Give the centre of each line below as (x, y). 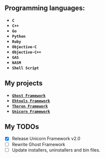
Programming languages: (45, 8)
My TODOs (22, 127)
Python (19, 36)
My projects (24, 83)
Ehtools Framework (31, 101)
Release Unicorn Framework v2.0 (46, 139)
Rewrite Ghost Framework (39, 144)
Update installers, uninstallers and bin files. (56, 150)
